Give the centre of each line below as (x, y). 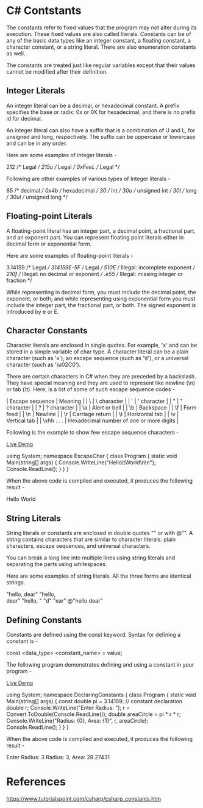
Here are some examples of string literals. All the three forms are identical (99, 576)
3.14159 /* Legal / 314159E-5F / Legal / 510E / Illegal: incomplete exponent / (101, 267)
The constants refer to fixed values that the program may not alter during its (101, 27)
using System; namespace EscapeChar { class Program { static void (92, 456)
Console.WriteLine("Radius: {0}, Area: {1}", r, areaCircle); (77, 721)
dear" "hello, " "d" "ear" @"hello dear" (55, 601)
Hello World (21, 499)
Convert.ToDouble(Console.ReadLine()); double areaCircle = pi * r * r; (94, 714)
